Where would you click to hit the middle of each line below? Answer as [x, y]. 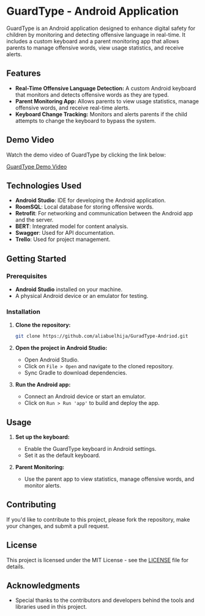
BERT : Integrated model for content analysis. [72, 226]
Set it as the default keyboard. [62, 455]
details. [16, 566]
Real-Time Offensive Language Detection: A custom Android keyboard [106, 88]
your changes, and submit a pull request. [58, 526]
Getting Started [36, 258]
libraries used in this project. [51, 607]
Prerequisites [27, 276]
